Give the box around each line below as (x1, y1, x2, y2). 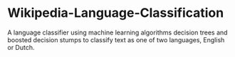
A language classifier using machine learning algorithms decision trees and (7, 28, 228, 37)
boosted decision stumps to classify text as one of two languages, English (7, 35, 225, 44)
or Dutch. (7, 43, 35, 51)
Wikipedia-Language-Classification (7, 5, 224, 21)
